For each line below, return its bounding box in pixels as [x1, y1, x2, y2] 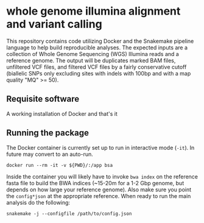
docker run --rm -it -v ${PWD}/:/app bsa [6, 162, 113, 168]
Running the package [6, 128, 90, 138]
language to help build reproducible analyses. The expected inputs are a [6, 44, 188, 51]
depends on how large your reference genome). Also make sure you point [6, 186, 192, 193]
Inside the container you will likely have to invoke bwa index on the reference [6, 172, 199, 180]
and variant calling [6, 17, 102, 31]
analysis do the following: [6, 199, 71, 206]
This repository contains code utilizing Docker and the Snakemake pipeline [6, 37, 194, 44]
